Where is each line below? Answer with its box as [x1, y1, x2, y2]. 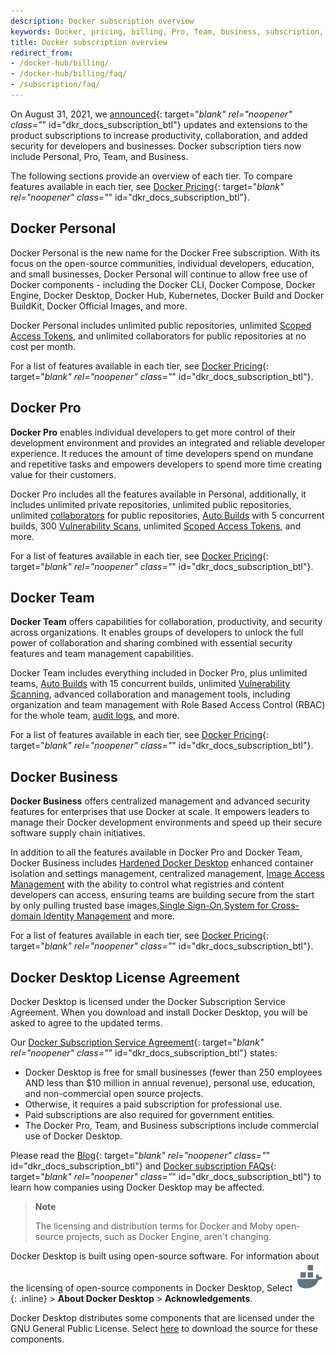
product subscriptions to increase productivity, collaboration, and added [10, 129, 308, 141]
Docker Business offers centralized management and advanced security [10, 795, 311, 807]
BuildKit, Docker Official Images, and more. [10, 300, 188, 312]
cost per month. [10, 340, 77, 352]
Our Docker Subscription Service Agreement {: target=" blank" [10, 1036, 265, 1048]
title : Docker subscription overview [10, 37, 168, 47]
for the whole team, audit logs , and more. [10, 710, 180, 722]
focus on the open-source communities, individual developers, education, [10, 257, 315, 269]
